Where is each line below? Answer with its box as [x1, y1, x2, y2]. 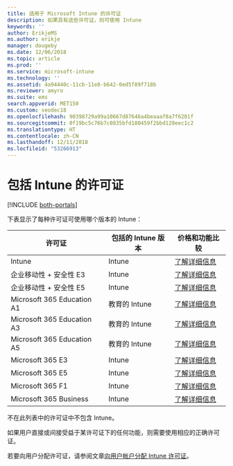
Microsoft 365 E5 [10, 368, 68, 377]
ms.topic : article [7, 55, 60, 62]
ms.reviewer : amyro [7, 87, 64, 94]
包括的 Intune [111, 233, 156, 242]
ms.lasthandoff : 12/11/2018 [7, 139, 89, 146]
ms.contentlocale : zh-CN [7, 132, 79, 139]
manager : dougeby [7, 42, 58, 49]
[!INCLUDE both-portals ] [7, 200, 78, 208]
